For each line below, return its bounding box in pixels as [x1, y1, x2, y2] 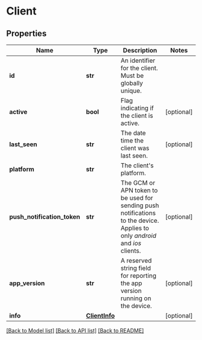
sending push [120, 201, 159, 210]
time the [120, 136, 144, 144]
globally [120, 79, 143, 87]
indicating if [120, 104, 155, 112]
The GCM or [120, 179, 155, 187]
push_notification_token [9, 213, 81, 221]
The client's [120, 161, 155, 170]
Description [123, 47, 158, 54]
